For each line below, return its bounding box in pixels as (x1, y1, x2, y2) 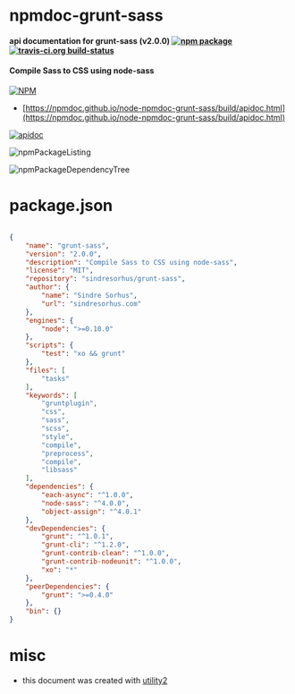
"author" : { (25, 283, 70, 292)
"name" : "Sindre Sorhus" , (41, 292, 139, 300)
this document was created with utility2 (21, 674, 168, 685)
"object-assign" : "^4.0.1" (41, 507, 142, 516)
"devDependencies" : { (25, 524, 105, 533)
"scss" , (41, 424, 70, 434)
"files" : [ (25, 366, 66, 375)
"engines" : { (25, 316, 74, 325)
